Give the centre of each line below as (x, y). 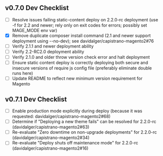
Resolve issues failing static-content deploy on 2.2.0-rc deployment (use (85, 19)
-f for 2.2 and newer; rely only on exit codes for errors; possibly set (80, 25)
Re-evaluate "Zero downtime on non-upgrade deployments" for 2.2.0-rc (84, 132)
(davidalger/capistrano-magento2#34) (51, 138)
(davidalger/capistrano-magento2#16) (50, 148)
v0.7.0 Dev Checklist (37, 8)
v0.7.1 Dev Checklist (36, 99)
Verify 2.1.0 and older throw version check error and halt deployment (81, 57)
